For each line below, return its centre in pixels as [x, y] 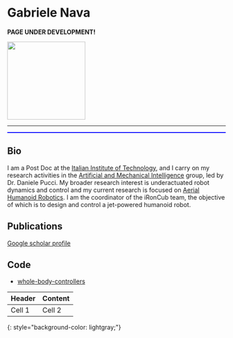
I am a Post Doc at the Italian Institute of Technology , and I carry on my [109, 168]
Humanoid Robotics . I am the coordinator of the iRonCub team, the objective [116, 197]
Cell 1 [20, 310]
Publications [35, 226]
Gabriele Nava [49, 13]
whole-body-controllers [51, 281]
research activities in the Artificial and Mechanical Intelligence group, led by [115, 175]
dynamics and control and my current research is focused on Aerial [103, 190]
